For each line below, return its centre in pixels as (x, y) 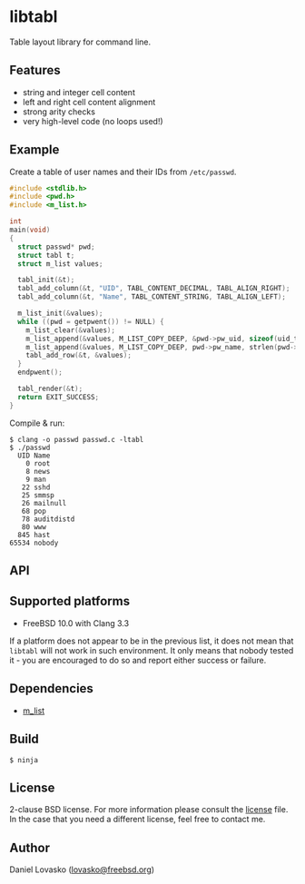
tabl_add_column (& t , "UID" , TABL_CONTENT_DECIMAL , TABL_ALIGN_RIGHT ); (154, 289)
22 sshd (36, 487)
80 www (34, 527)
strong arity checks (59, 112)
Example (34, 150)
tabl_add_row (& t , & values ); (79, 356)
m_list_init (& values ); (60, 314)
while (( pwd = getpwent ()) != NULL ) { (91, 321)
